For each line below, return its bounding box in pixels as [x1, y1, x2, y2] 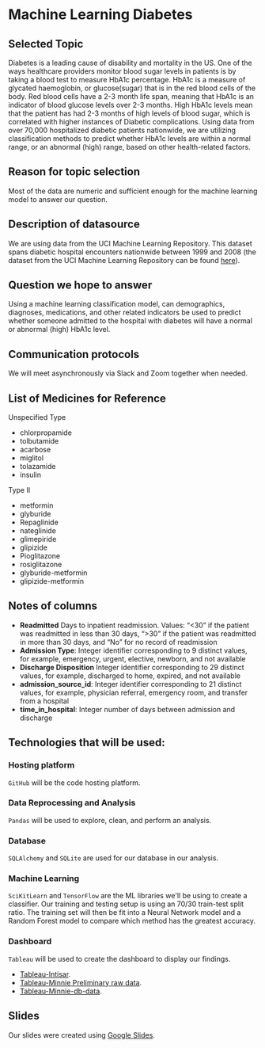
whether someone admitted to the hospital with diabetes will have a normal [8, 316, 253, 326]
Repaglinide [19, 517, 59, 528]
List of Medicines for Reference [8, 391, 166, 405]
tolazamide [19, 462, 56, 471]
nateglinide [19, 526, 57, 535]
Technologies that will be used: [8, 736, 165, 749]
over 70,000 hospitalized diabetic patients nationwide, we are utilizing [8, 125, 236, 135]
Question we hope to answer [8, 279, 153, 292]
